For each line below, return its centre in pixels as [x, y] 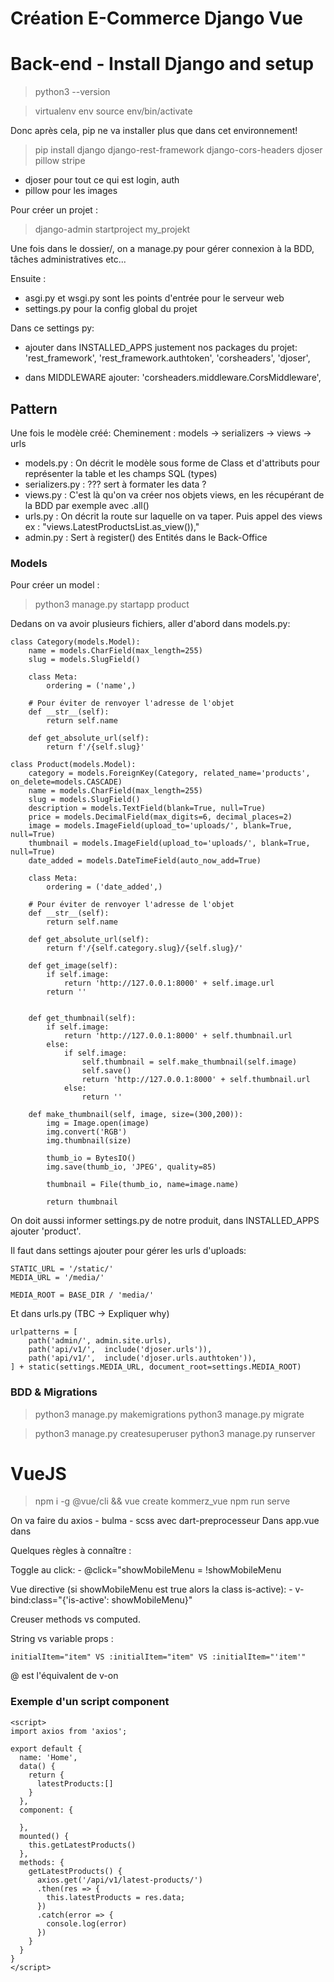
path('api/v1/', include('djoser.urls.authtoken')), [142, 1358]
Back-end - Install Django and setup [162, 64]
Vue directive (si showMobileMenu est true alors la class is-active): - [151, 1589]
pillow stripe [60, 161]
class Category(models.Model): [75, 642]
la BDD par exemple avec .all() [87, 505]
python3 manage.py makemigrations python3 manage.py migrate [169, 1414]
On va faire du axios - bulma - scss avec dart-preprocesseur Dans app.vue [165, 1521]
